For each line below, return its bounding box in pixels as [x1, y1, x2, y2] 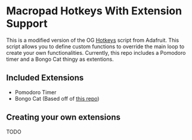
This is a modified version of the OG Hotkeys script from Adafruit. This [6, 36, 179, 43]
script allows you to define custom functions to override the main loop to [6, 43, 185, 50]
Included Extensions [6, 73, 84, 83]
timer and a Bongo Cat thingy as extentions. [6, 55, 114, 63]
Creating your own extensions [6, 112, 121, 123]
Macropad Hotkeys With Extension [6, 4, 182, 18]
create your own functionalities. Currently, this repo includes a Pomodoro [6, 49, 186, 56]
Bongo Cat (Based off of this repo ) [14, 95, 100, 102]
